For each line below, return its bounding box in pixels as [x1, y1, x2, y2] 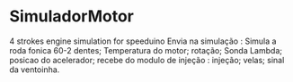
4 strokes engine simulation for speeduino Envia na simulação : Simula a [9, 36, 277, 46]
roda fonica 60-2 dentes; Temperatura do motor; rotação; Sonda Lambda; [9, 45, 283, 55]
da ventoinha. [9, 64, 60, 75]
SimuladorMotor [9, 6, 135, 27]
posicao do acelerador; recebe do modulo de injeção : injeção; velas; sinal [9, 54, 285, 65]
